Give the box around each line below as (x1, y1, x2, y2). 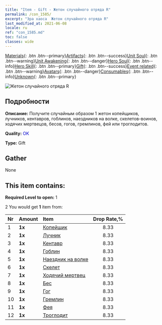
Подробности (5, 97, 50, 106)
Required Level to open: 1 (5, 195, 57, 201)
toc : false (5, 35, 27, 40)
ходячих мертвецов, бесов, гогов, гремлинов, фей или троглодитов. (5, 121, 149, 127)
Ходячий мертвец (42, 272, 86, 279)
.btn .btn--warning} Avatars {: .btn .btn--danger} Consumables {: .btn (5, 68, 141, 74)
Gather (5, 154, 27, 162)
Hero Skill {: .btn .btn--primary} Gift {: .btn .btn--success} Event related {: (14, 63, 157, 69)
